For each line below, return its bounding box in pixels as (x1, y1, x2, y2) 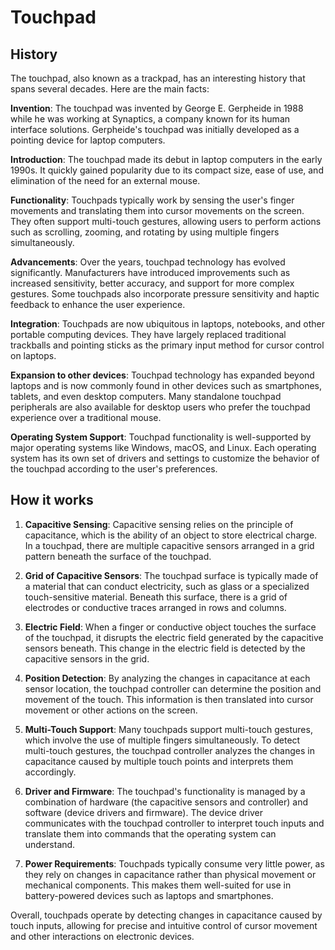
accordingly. (24, 766, 77, 778)
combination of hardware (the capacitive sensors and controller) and (24, 796, 309, 808)
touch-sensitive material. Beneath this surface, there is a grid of (24, 591, 288, 603)
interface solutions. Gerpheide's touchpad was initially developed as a (10, 124, 300, 135)
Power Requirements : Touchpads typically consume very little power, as (24, 857, 325, 870)
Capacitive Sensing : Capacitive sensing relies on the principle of (24, 518, 294, 530)
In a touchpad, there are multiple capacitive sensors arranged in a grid (24, 539, 315, 551)
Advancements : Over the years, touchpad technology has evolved (10, 256, 286, 268)
